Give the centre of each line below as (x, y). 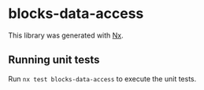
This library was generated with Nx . (66, 35)
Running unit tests (54, 60)
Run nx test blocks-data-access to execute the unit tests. (102, 78)
